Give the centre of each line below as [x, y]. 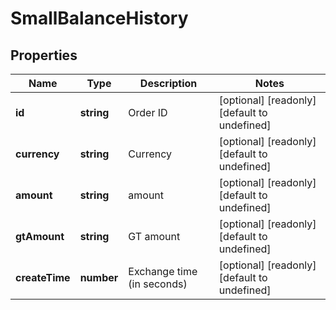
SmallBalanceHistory [99, 18]
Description [168, 83]
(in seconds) [158, 284]
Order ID [148, 112]
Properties [44, 55]
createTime [43, 277]
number [99, 277]
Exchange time [163, 271]
